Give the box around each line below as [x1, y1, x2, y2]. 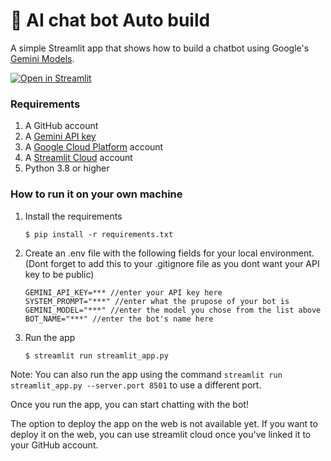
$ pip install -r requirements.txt [24, 229, 174, 239]
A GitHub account [24, 120, 99, 132]
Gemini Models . [10, 52, 75, 64]
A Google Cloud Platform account [24, 141, 164, 153]
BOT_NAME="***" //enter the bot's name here [24, 314, 214, 324]
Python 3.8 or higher [24, 162, 110, 174]
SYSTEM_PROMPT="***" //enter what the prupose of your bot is [24, 296, 290, 306]
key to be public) [24, 268, 95, 280]
